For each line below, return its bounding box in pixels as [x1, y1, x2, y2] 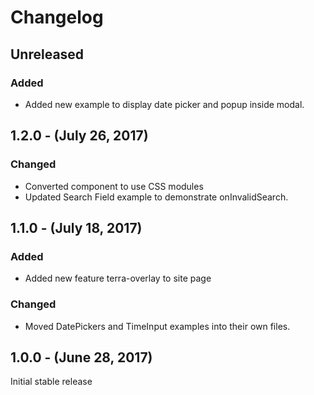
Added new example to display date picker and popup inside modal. [24, 98, 305, 110]
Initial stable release [10, 376, 93, 388]
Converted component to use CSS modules [24, 180, 204, 192]
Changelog [10, 6, 104, 29]
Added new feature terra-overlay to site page [24, 272, 212, 285]
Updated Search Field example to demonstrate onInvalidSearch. [24, 191, 289, 203]
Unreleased [10, 46, 85, 63]
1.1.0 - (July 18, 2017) [10, 219, 143, 236]
